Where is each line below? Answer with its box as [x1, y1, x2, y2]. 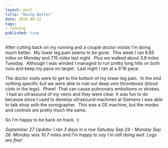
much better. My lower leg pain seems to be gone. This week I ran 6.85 [5, 49, 154, 55]
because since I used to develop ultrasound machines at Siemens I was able [5, 96, 163, 102]
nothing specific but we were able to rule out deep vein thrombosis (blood [5, 80, 158, 86]
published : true [5, 30, 39, 35]
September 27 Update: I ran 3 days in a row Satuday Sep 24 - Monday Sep [5, 126, 161, 132]
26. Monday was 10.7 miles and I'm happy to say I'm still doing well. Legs [5, 132, 157, 137]
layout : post [5, 7, 33, 12]
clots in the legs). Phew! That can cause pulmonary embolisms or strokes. [5, 86, 160, 91]
